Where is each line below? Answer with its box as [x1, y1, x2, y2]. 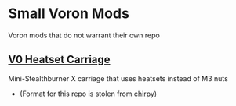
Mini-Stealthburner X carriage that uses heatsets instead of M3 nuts [8, 73, 229, 83]
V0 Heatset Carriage [8, 53, 111, 66]
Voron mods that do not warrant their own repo [8, 30, 161, 40]
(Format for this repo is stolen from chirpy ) [19, 89, 158, 98]
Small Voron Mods [8, 5, 129, 23]
